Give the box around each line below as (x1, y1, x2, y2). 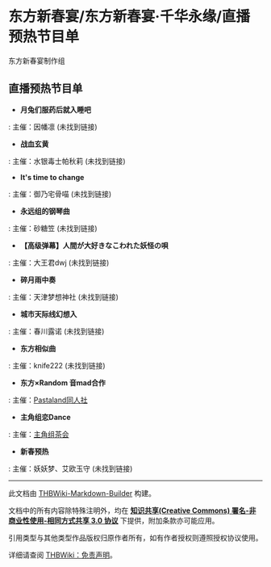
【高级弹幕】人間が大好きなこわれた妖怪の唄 (19, 240, 169, 250)
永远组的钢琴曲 (19, 206, 70, 216)
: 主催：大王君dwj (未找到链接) (8, 258, 110, 267)
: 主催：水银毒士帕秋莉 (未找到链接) (8, 156, 127, 166)
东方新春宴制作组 (8, 56, 65, 65)
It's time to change (19, 172, 85, 182)
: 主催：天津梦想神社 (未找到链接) (8, 292, 119, 301)
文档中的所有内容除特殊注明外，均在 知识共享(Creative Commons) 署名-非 (8, 506, 256, 515)
